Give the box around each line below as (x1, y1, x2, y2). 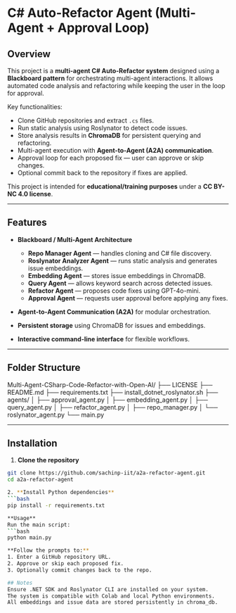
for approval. (7, 89, 44, 97)
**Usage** (7, 514, 37, 522)
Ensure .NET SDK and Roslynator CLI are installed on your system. (7, 586, 209, 593)
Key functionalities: (7, 103, 63, 110)
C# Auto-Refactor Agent (7, 5, 152, 21)
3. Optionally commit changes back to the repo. (7, 567, 152, 574)
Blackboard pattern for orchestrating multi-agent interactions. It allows (7, 74, 214, 82)
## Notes (7, 579, 33, 586)
